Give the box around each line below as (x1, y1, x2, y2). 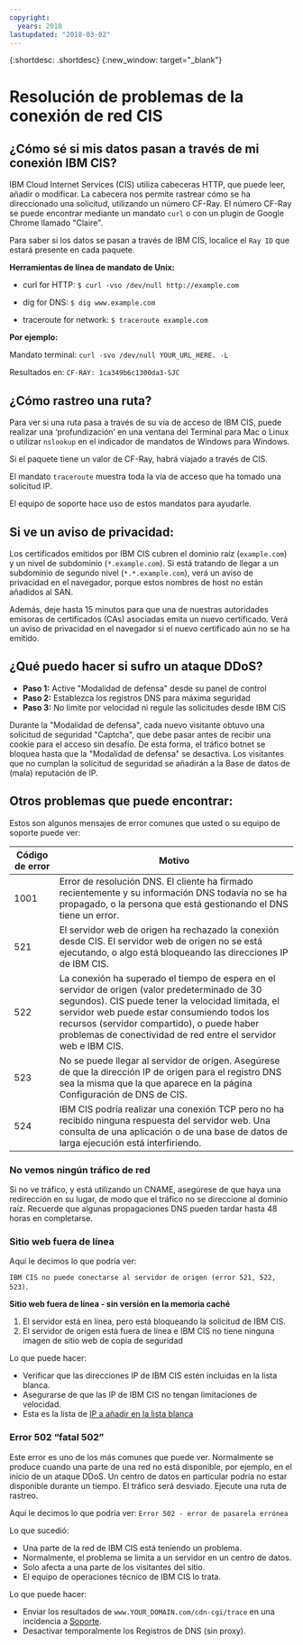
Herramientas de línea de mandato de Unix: (9, 262, 176, 273)
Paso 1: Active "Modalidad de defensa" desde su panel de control (22, 683, 268, 694)
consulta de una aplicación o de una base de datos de (59, 1125, 289, 1137)
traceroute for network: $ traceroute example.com (22, 315, 209, 326)
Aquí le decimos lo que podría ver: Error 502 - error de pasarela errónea (9, 1507, 289, 1518)
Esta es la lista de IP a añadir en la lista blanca (22, 1409, 194, 1420)
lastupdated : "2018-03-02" (9, 30, 111, 39)
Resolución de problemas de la (9, 87, 244, 106)
